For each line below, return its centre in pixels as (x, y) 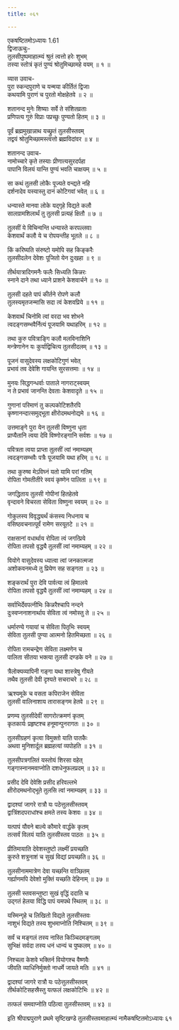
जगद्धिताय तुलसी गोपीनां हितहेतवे (43, 493)
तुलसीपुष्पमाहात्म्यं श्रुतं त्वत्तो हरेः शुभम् (47, 56)
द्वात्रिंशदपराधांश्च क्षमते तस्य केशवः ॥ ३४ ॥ (54, 812)
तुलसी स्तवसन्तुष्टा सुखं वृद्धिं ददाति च (48, 893)
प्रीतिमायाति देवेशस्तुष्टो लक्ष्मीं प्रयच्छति (48, 848)
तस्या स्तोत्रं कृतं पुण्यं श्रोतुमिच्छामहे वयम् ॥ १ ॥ (59, 64)
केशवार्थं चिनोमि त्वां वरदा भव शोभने (46, 316)
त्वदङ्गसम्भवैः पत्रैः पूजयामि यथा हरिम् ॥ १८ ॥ (58, 457)
